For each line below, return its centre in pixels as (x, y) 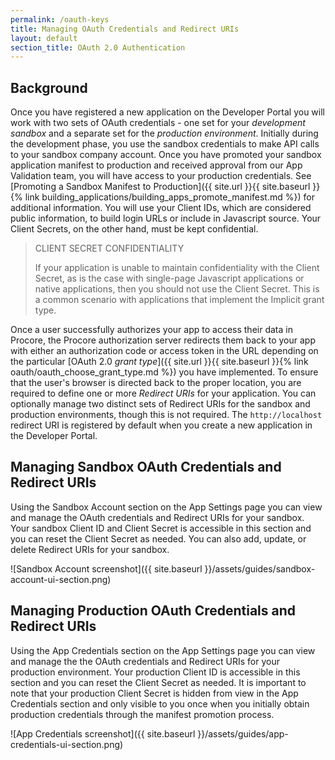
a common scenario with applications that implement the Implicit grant (179, 300)
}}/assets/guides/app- (243, 733)
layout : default (44, 38)
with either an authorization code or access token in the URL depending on (164, 351)
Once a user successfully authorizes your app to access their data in (151, 330)
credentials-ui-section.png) (67, 744)
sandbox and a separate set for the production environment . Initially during (164, 133)
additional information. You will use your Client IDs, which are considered (161, 208)
